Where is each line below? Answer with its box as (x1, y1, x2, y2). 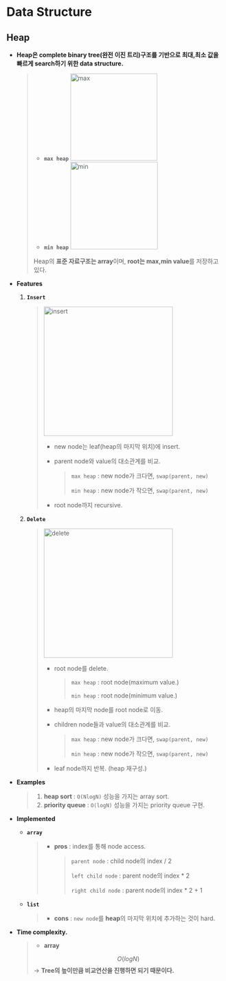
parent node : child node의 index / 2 (71, 857, 172, 865)
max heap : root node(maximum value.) (71, 678, 179, 686)
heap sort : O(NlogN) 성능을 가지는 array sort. (43, 792, 170, 800)
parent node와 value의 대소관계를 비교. (54, 457, 161, 465)
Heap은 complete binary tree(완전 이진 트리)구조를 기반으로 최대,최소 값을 (16, 51, 219, 59)
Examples (16, 778, 46, 786)
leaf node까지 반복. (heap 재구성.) (54, 765, 147, 772)
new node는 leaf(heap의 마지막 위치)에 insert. (54, 443, 181, 450)
